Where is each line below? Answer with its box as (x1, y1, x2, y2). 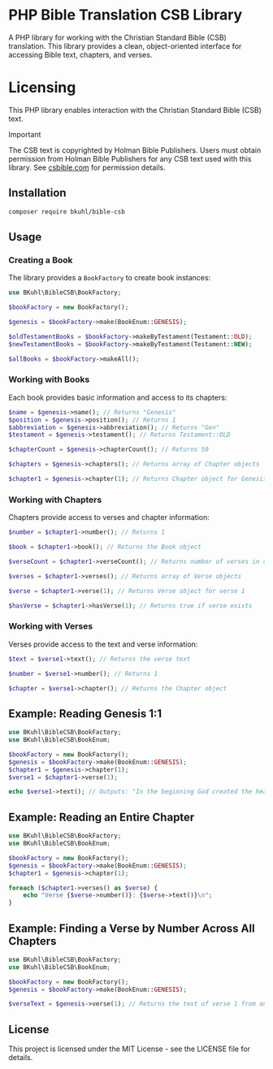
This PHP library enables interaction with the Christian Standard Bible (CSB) (8, 105, 262, 115)
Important (8, 129, 41, 139)
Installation (8, 186, 67, 200)
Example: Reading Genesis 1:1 (8, 707, 162, 721)
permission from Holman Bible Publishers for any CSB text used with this (8, 154, 252, 163)
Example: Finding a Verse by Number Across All (8, 921, 255, 935)
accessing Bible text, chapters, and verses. (8, 50, 153, 59)
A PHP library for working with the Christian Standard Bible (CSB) (8, 32, 227, 42)
